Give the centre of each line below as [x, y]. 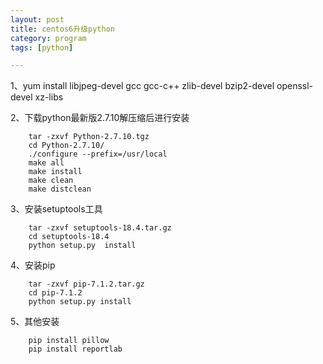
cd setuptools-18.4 [69, 237]
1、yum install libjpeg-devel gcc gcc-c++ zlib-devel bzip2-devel [142, 86]
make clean [51, 181]
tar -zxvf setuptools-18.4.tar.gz [100, 228]
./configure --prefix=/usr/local [98, 154]
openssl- [295, 86]
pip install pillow [69, 341]
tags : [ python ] [42, 47]
